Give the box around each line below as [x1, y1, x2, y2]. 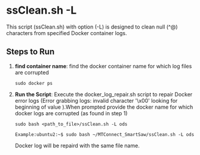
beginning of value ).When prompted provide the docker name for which [14, 103, 193, 110]
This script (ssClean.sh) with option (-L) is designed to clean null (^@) [6, 23, 178, 30]
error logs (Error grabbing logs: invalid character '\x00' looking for [14, 97, 178, 104]
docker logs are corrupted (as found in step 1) [14, 109, 128, 116]
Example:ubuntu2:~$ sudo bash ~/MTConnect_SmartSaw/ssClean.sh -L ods [14, 131, 195, 137]
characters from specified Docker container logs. [6, 29, 127, 36]
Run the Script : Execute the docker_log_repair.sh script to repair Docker [14, 90, 193, 98]
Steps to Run [6, 47, 55, 57]
